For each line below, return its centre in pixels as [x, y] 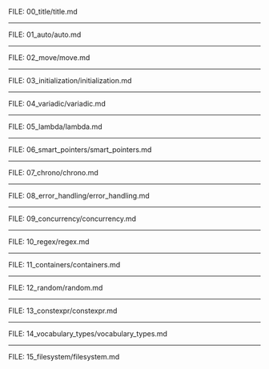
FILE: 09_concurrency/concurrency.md [72, 219]
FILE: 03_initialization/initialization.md [70, 80]
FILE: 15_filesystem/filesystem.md [64, 357]
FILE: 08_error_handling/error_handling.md [79, 196]
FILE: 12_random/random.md [56, 288]
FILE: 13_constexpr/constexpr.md [63, 311]
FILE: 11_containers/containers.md [64, 265]
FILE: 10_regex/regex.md [49, 242]
